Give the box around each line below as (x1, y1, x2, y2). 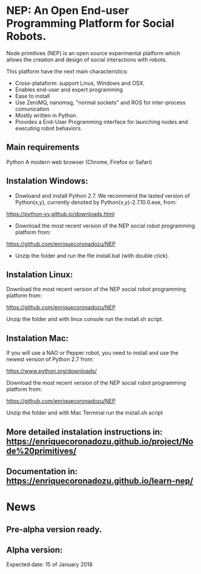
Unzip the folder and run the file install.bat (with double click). (15, 252, 170, 259)
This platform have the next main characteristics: (6, 67, 128, 75)
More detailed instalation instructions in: (6, 427, 163, 437)
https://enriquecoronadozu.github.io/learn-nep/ (6, 476, 194, 486)
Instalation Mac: (6, 333, 69, 343)
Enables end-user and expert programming (15, 86, 123, 93)
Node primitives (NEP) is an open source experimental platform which (6, 49, 180, 56)
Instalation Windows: (6, 176, 88, 186)
